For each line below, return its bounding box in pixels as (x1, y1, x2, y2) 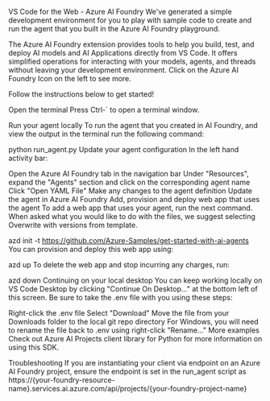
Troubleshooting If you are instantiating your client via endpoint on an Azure (8, 358, 260, 367)
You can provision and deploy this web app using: (8, 245, 174, 254)
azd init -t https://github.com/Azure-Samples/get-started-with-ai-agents (8, 236, 250, 245)
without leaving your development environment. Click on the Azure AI (8, 65, 239, 75)
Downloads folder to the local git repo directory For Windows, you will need (8, 317, 260, 326)
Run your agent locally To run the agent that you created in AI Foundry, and (8, 121, 258, 130)
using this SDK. (8, 342, 59, 352)
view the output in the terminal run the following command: (8, 129, 205, 138)
